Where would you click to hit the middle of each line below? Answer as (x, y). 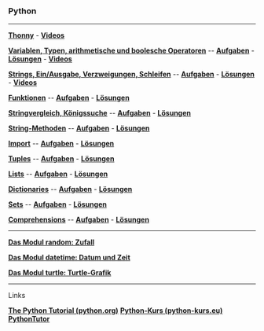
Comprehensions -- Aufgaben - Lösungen (79, 220)
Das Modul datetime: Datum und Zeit (70, 258)
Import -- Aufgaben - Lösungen (61, 144)
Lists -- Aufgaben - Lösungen (58, 174)
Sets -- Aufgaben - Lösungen (58, 204)
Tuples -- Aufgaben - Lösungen (61, 159)
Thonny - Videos (37, 35)
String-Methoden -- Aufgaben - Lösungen (79, 128)
